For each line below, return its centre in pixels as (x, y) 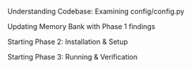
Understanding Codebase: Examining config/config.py (96, 11)
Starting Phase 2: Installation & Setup (68, 42)
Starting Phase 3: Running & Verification (73, 57)
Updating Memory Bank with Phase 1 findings (81, 26)
